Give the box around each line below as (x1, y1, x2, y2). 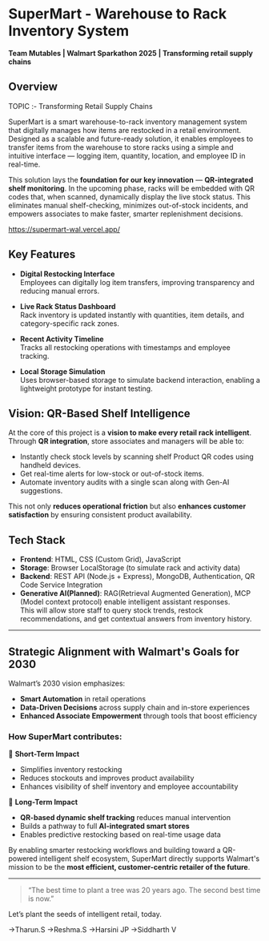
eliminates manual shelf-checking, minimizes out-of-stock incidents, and (8, 200, 248, 210)
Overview (8, 80, 58, 94)
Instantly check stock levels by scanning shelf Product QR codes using (19, 452, 254, 461)
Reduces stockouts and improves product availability (19, 774, 195, 783)
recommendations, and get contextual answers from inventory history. (19, 614, 252, 624)
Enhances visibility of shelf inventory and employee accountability (19, 782, 239, 791)
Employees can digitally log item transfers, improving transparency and (19, 277, 255, 287)
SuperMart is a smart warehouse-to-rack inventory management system (8, 117, 247, 127)
